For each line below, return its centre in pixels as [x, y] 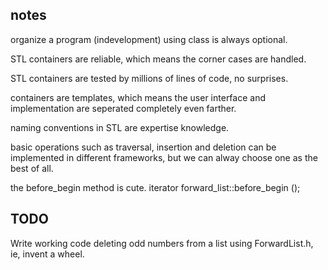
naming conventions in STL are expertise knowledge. [120, 127]
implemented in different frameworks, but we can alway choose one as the [164, 157]
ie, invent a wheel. [47, 254]
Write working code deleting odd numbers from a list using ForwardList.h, [162, 243]
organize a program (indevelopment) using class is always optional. [149, 39]
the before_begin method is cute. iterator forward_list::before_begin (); [155, 187]
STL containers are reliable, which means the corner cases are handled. [158, 59]
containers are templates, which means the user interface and [138, 97]
